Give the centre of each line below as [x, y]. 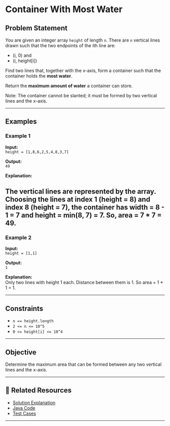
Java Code [24, 408]
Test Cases [24, 413]
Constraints [24, 308]
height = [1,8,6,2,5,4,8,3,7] [37, 152]
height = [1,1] [21, 254]
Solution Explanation [34, 402]
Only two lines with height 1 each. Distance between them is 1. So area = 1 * [84, 283]
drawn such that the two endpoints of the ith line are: [60, 46]
